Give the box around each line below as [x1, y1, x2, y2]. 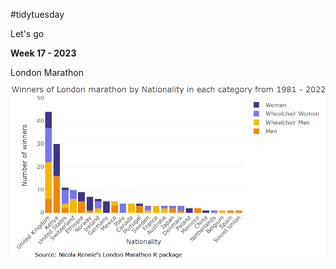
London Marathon [10, 67, 84, 78]
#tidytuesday [10, 9, 65, 20]
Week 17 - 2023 [10, 47, 77, 59]
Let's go [10, 28, 45, 39]
